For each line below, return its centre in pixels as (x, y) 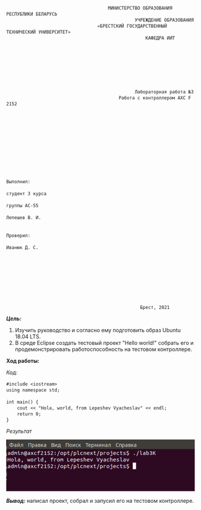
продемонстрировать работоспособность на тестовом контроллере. (103, 349)
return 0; (29, 414)
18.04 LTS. (28, 336)
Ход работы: (23, 361)
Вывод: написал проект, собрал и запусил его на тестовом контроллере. (100, 501)
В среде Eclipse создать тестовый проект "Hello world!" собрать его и (104, 343)
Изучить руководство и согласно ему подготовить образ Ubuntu (98, 330)
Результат (19, 431)
